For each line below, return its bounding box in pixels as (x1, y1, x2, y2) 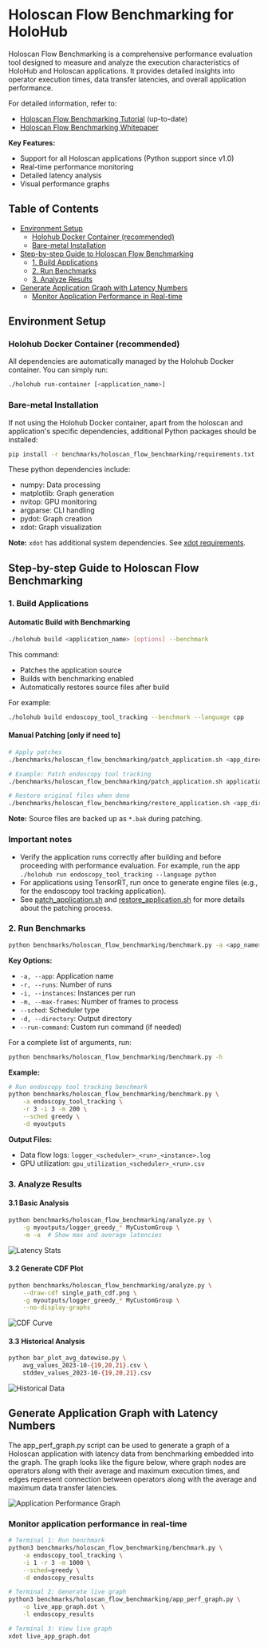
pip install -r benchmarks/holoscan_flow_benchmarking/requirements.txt (8, 450, 255, 458)
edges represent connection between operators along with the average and (8, 1474, 257, 1484)
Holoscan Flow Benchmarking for (8, 6, 234, 24)
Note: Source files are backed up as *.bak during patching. (8, 814, 203, 824)
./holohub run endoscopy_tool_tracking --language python (19, 870, 217, 879)
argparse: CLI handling (19, 505, 96, 515)
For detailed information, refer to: (8, 98, 117, 108)
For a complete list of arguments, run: (8, 1037, 132, 1047)
